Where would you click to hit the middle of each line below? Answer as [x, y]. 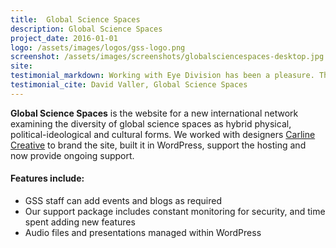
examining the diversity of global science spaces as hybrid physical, [151, 123]
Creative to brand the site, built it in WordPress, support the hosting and [158, 145]
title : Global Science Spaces [75, 19]
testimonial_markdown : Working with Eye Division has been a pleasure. [162, 76]
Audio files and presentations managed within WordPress [143, 232]
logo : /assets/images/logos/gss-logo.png [98, 47]
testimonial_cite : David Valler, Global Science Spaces [129, 85]
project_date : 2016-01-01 [64, 38]
